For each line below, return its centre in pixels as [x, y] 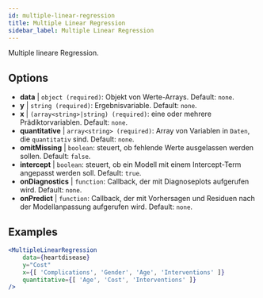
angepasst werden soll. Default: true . [80, 173]
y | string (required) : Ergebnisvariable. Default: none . [108, 106]
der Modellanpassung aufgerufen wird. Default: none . [106, 207]
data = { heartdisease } [56, 257]
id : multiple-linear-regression [61, 15]
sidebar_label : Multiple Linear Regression [81, 30]
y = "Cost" [37, 265]
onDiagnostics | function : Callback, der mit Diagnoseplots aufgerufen [134, 182]
